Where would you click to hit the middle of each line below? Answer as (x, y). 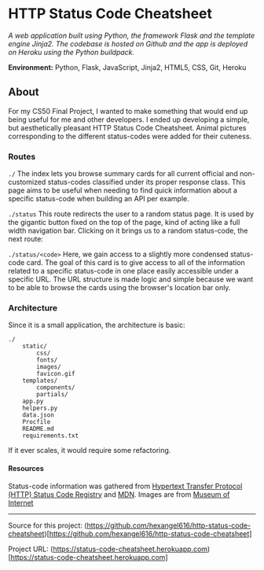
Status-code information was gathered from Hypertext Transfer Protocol (125, 486)
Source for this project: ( (48, 525)
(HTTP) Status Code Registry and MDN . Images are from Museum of (119, 494)
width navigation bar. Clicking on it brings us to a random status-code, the (128, 231)
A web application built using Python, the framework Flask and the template (132, 35)
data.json (38, 415)
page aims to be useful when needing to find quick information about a (123, 190)
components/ (56, 388)
